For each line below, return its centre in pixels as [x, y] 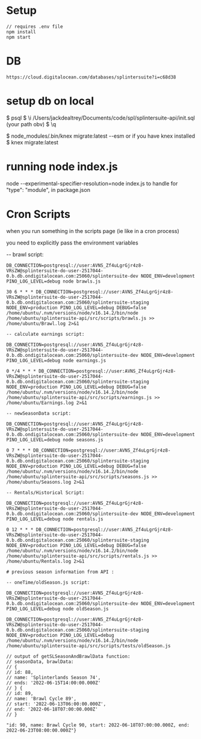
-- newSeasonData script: [39, 413]
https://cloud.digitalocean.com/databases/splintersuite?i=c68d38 [91, 77]
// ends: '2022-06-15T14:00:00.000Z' [54, 683]
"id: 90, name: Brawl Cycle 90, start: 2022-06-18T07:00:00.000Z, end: [98, 725]
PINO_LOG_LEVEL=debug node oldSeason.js [58, 609]
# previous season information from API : [60, 572]
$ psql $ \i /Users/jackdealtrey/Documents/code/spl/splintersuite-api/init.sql [101, 118]
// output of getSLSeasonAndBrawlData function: [68, 656]
